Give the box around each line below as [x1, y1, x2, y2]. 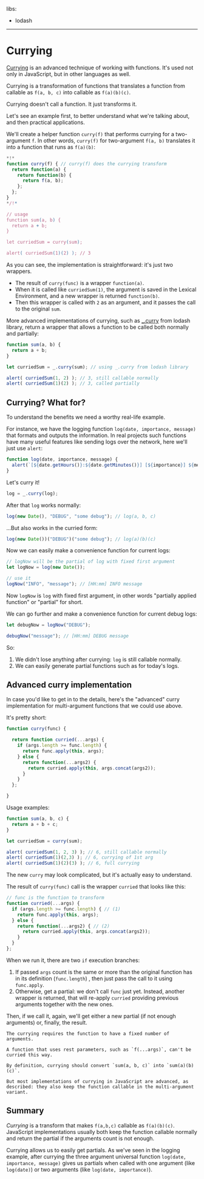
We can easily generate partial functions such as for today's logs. [15, 662, 179, 669]
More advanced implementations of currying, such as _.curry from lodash [6, 317, 191, 325]
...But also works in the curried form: [6, 524, 98, 531]
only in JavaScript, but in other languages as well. [6, 70, 131, 78]
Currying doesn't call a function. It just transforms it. [6, 100, 137, 108]
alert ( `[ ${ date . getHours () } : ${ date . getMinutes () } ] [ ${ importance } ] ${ [12, 462, 194, 468]
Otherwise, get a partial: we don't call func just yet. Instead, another [15, 988, 185, 995]
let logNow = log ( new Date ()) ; [6, 565, 86, 571]
